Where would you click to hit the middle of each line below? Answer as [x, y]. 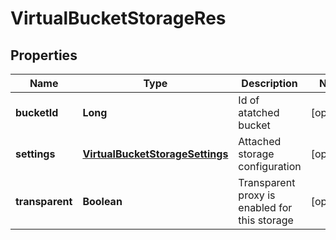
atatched [259, 112]
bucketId [37, 112]
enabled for [265, 207]
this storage [266, 220]
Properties [44, 55]
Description [269, 83]
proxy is [257, 195]
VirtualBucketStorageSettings [155, 154]
